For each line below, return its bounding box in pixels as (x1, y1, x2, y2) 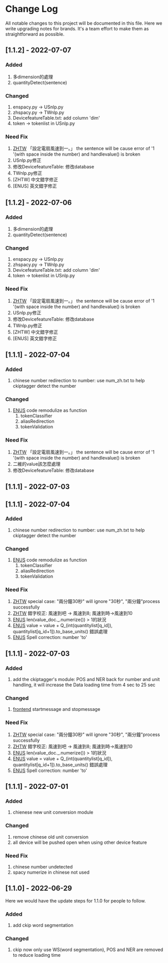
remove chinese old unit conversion (12, 834, 89, 840)
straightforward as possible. (5, 31, 65, 37)
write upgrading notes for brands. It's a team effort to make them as (5, 25, 149, 31)
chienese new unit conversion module (12, 809, 94, 816)
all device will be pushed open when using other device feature (12, 839, 147, 845)
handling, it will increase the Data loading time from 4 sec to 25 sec (12, 682, 156, 688)
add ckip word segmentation (12, 922, 73, 929)
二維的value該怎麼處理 (12, 461, 61, 467)
